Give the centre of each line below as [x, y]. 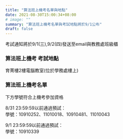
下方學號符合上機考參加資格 [34, 97]
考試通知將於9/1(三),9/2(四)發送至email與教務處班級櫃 [62, 44]
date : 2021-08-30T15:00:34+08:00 [41, 15]
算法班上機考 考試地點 [32, 59]
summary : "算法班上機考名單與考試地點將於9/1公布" [54, 24]
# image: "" [18, 19]
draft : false [19, 29]
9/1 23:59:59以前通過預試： [34, 125]
